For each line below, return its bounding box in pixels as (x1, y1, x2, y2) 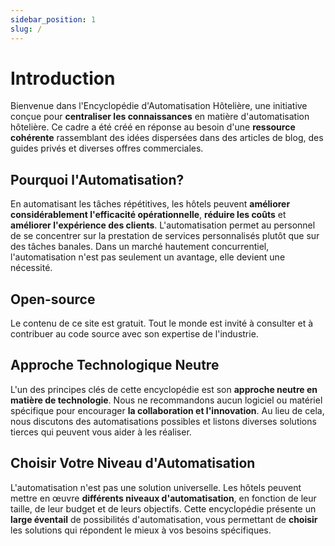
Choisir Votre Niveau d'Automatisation (10, 455, 256, 472)
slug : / (10, 24, 43, 34)
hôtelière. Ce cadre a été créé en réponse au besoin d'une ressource (10, 121, 296, 133)
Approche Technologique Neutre (10, 357, 220, 374)
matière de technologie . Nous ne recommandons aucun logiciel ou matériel (10, 394, 323, 406)
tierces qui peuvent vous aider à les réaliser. (10, 426, 192, 438)
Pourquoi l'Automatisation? (10, 171, 185, 188)
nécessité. (10, 262, 53, 274)
